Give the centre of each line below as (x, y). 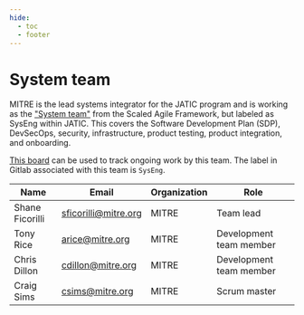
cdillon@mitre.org (99, 265)
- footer (34, 34)
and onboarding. (40, 143)
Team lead (239, 214)
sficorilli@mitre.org (101, 214)
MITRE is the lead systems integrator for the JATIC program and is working (149, 104)
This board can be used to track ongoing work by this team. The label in (143, 160)
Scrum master (247, 291)
